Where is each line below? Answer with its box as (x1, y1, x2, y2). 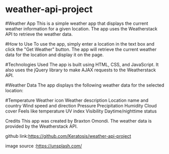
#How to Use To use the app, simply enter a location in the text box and (5, 41, 154, 47)
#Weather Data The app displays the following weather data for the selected (5, 82, 164, 88)
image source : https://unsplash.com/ (5, 143, 82, 149)
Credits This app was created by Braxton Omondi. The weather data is (5, 118, 152, 124)
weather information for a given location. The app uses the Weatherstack (5, 25, 158, 31)
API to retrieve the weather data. (5, 31, 73, 37)
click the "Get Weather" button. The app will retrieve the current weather (5, 46, 157, 52)
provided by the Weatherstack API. (5, 123, 78, 129)
